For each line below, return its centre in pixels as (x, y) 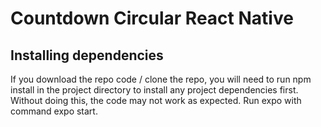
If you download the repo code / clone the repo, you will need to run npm (161, 79)
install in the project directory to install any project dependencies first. (154, 90)
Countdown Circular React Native (152, 18)
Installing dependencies (87, 55)
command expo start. (54, 111)
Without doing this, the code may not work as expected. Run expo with (156, 100)
